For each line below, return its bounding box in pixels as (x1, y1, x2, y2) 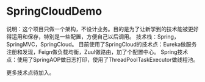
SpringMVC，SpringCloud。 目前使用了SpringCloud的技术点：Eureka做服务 (6, 40, 197, 48)
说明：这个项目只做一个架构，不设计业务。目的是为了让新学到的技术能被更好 (6, 25, 199, 32)
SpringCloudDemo (6, 4, 103, 18)
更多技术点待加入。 (6, 69, 55, 76)
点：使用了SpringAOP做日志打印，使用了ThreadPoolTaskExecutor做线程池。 (6, 56, 199, 63)
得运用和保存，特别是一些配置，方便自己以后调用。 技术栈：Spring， (6, 32, 180, 40)
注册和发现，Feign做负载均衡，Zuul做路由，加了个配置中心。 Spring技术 (6, 48, 189, 56)
